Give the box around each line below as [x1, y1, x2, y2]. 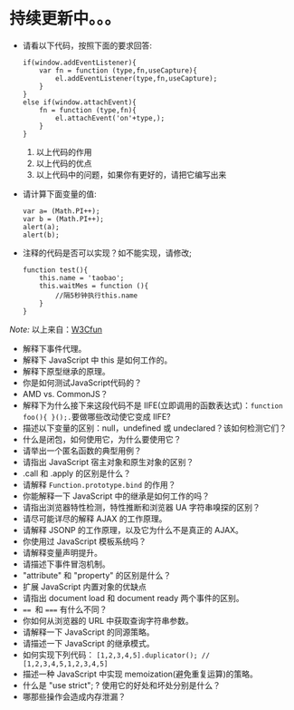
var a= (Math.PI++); [22, 206, 100, 216]
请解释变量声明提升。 [22, 547, 102, 558]
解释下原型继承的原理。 [22, 365, 110, 376]
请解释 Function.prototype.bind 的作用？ [22, 479, 176, 490]
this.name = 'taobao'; [39, 273, 125, 282]
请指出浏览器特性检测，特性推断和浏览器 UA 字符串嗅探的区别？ [22, 501, 261, 512]
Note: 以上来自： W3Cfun [9, 324, 102, 335]
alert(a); [22, 222, 61, 231]
